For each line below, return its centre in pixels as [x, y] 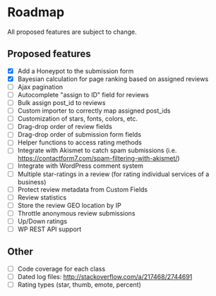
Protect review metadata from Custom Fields [83, 189]
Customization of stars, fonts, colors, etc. [78, 119]
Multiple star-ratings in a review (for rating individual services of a [113, 174]
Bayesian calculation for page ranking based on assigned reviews [113, 79]
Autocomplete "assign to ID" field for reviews [83, 94]
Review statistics [42, 197]
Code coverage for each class [61, 269]
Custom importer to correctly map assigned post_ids [94, 111]
